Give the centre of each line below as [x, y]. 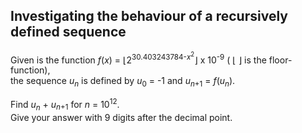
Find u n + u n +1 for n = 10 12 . [65, 105]
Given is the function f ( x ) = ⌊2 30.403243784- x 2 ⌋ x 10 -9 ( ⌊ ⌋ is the [138, 58]
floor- [280, 60]
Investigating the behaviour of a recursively [149, 16]
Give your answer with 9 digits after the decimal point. [121, 117]
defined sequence [68, 32]
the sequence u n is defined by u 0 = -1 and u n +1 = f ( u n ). [123, 82]
